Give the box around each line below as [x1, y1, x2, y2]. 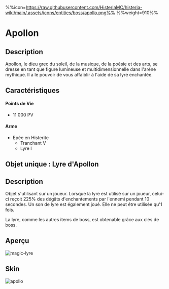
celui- [152, 191, 164, 196]
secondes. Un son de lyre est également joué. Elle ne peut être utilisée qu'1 [5, 201, 162, 207]
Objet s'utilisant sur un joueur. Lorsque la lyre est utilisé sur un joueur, [5, 191, 151, 196]
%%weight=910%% [116, 10, 158, 16]
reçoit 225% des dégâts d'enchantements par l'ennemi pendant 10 [10, 196, 150, 202]
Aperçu [5, 236, 29, 245]
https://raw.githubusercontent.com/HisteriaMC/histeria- [25, 5, 143, 10]
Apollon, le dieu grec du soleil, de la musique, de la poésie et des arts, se [5, 61, 158, 67]
